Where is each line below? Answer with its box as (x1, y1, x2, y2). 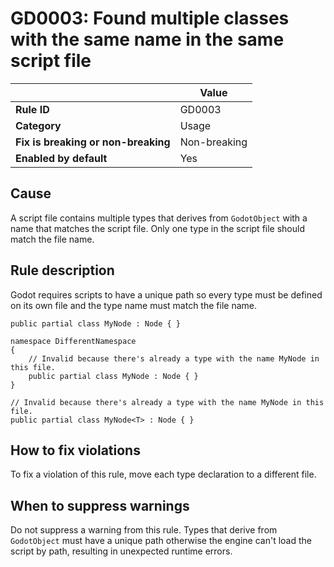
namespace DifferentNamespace (10, 336, 137, 346)
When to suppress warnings (10, 497, 190, 514)
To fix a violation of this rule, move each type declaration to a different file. (10, 468, 317, 481)
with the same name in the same (10, 28, 285, 51)
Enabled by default (15, 151, 108, 165)
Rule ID (15, 102, 50, 116)
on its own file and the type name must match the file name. (10, 299, 257, 311)
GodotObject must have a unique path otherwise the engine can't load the (10, 535, 312, 547)
